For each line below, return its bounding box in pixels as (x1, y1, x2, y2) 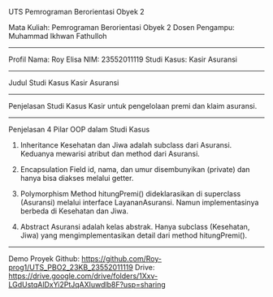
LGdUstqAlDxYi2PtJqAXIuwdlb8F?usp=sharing (8, 280, 167, 289)
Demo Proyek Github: (8, 254, 80, 263)
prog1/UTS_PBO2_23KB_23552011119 (8, 263, 134, 272)
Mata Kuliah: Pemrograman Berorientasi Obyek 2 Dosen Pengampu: (8, 23, 236, 32)
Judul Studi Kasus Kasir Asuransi (8, 78, 119, 88)
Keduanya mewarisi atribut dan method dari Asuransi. (19, 149, 201, 158)
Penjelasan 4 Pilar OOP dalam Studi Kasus (8, 125, 150, 134)
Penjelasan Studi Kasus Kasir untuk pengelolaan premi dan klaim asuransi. (8, 101, 258, 110)
